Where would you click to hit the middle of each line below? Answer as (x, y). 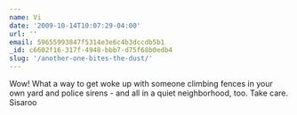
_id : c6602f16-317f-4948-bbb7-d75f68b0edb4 (91, 50)
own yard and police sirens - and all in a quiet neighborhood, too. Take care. (149, 93)
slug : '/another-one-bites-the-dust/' (81, 58)
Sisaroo (23, 102)
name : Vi (25, 17)
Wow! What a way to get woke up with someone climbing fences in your (141, 84)
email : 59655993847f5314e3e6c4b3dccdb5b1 (87, 42)
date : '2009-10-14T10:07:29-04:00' (75, 26)
